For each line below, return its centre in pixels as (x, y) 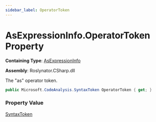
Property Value (25, 103)
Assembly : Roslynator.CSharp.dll (40, 70)
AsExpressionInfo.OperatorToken (78, 35)
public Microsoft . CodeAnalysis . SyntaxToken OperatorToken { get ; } (79, 90)
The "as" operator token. (31, 80)
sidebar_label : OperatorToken (38, 10)
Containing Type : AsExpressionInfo (43, 60)
